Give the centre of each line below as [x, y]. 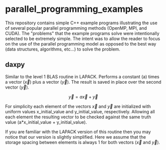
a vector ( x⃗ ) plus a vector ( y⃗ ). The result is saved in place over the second [83, 82]
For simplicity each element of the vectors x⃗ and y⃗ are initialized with [78, 106]
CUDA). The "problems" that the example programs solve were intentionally [82, 33]
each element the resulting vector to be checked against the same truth [78, 117]
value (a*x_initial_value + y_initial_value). [46, 122]
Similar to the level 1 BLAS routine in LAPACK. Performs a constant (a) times [82, 76]
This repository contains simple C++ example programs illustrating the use [81, 23]
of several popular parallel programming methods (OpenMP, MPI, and [76, 28]
